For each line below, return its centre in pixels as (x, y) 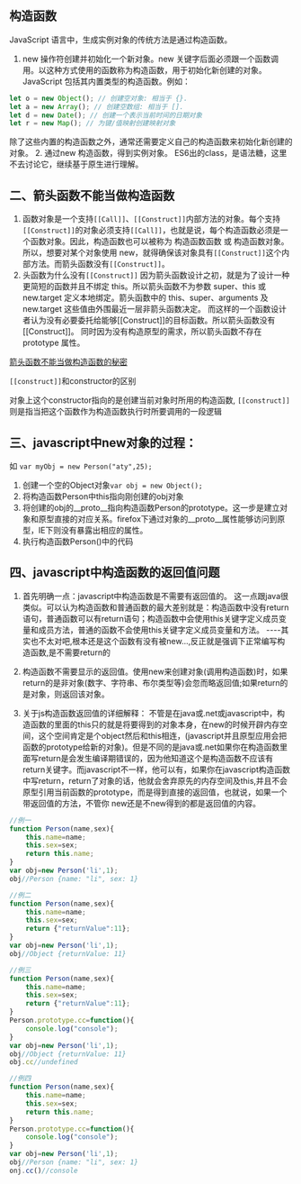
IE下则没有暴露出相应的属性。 (93, 530)
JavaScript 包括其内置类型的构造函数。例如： (106, 81)
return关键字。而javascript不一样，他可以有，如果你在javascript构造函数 (156, 770)
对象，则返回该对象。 (70, 694)
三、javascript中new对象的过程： (103, 443)
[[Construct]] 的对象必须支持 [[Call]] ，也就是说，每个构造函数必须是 (151, 230)
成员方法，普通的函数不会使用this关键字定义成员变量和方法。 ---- (159, 630)
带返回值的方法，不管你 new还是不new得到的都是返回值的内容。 (142, 803)
